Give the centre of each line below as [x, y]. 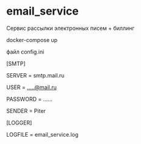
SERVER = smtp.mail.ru [35, 75]
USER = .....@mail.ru [31, 87]
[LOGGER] [19, 123]
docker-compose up [32, 40]
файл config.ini [25, 52]
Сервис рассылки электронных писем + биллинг [70, 28]
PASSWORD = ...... [30, 99]
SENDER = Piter [26, 110]
